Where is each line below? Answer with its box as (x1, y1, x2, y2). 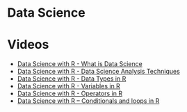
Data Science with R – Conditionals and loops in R (17, 97, 160, 105)
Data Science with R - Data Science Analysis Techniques (17, 67, 181, 76)
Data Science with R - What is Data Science (17, 60, 143, 68)
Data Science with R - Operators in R (17, 89, 123, 98)
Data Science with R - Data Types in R (17, 74, 127, 83)
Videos (7, 37, 49, 53)
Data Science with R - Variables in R (17, 82, 120, 90)
